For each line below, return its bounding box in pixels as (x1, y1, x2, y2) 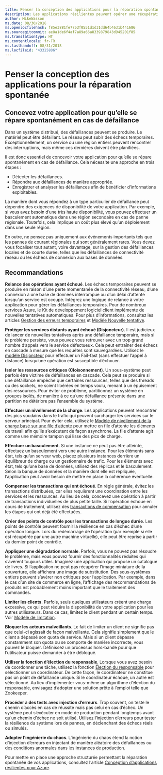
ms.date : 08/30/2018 (5, 20, 47, 26)
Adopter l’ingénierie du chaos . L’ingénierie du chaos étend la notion (5, 735, 142, 741)
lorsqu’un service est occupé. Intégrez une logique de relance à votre (5, 297, 144, 303)
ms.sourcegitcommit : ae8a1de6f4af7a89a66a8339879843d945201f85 (5, 30, 136, 34)
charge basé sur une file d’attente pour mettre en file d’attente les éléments (5, 423, 155, 429)
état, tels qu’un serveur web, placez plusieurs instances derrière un (5, 453, 140, 459)
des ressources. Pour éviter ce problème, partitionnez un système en (5, 388, 143, 394)
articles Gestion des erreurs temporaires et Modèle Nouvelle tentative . (5, 318, 146, 323)
